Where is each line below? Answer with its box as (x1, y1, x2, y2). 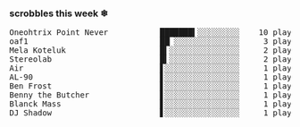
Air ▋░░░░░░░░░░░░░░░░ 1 (9, 63, 269, 73)
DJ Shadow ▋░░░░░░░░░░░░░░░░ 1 (9, 108, 269, 118)
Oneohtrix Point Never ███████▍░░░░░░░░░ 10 (9, 28, 269, 38)
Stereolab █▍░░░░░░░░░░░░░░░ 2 (9, 55, 269, 64)
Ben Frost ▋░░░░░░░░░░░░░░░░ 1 (9, 81, 269, 91)
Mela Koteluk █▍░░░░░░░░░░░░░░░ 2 (9, 46, 269, 55)
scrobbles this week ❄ (9, 7, 109, 20)
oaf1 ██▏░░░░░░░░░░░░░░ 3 (9, 37, 269, 47)
